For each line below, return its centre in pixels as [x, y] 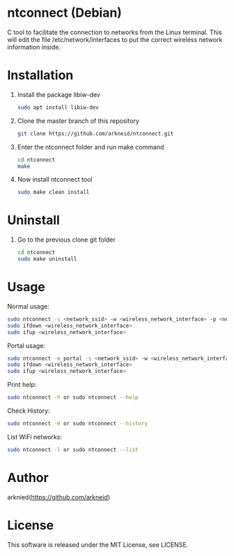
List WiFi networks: [35, 437]
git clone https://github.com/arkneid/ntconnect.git [95, 133]
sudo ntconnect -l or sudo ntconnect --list [73, 449]
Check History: [29, 411]
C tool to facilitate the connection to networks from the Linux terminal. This [115, 32]
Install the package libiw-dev [59, 94]
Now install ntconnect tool [55, 180]
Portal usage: [26, 345]
